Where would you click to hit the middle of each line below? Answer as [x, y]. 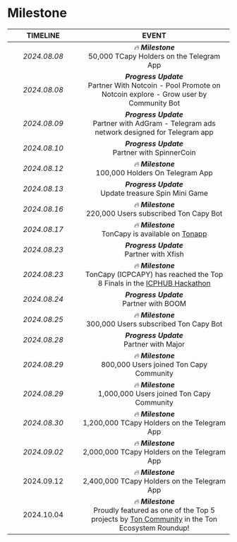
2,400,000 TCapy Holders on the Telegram [154, 481]
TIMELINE [43, 35]
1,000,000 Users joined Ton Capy [154, 394]
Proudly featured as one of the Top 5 [154, 510]
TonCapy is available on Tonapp [154, 233]
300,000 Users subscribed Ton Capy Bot [154, 324]
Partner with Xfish [154, 254]
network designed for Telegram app [154, 132]
